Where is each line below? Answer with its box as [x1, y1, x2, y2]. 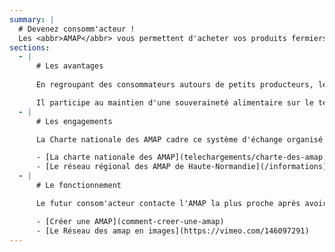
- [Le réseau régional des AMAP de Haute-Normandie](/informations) [35, 162, 328, 172]
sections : [9, 42, 51, 53]
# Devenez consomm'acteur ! [18, 24, 136, 34]
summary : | [9, 14, 55, 25]
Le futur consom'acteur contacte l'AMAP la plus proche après [35, 198, 301, 208]
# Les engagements [35, 116, 113, 126]
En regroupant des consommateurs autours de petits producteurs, [35, 80, 314, 90]
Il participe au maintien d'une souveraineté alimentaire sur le [35, 97, 314, 108]
